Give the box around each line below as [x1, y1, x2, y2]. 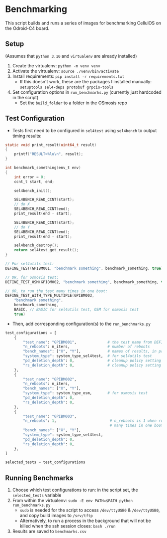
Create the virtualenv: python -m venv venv [12, 62, 100, 68]
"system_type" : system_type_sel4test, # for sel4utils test [23, 354, 153, 359]
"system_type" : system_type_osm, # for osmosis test [23, 390, 148, 396]
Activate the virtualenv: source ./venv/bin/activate [12, 68, 119, 74]
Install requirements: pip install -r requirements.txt [12, 73, 125, 79]
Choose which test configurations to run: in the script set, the [12, 487, 138, 493]
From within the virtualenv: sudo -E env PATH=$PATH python [12, 498, 133, 504]
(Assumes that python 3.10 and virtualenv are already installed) [5, 53, 137, 59]
